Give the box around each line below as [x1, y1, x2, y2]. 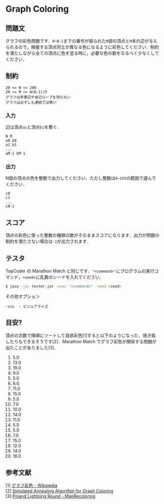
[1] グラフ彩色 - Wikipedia [5, 482, 58, 488]
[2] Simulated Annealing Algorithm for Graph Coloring [5, 488, 114, 494]
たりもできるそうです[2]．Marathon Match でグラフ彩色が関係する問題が [9, 338, 157, 344]
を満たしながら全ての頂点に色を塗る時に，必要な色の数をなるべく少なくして [5, 50, 159, 56]
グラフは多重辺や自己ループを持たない [5, 94, 71, 100]
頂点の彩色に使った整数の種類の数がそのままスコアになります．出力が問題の [5, 232, 160, 238]
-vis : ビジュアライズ [5, 304, 48, 309]
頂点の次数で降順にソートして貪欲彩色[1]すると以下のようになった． [5, 332, 143, 338]
